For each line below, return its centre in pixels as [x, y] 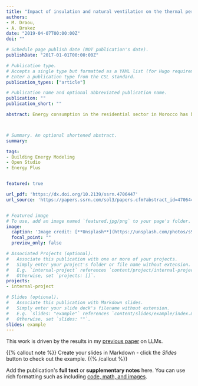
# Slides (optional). [33, 297]
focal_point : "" [31, 237]
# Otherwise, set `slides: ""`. [49, 319]
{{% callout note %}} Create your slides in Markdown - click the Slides [91, 353]
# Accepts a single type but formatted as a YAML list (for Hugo [88, 71]
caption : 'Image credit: [42, 232]
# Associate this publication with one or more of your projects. [92, 259]
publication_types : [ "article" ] [46, 82]
